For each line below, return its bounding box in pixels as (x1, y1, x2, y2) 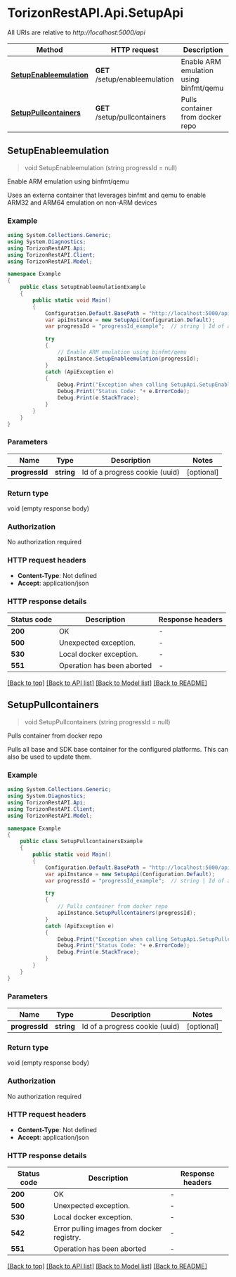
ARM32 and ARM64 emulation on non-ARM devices (7, 198, 157, 207)
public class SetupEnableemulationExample (20, 283, 146, 291)
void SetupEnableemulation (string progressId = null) (24, 163, 178, 172)
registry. (53, 1233, 81, 1243)
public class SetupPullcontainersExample (20, 838, 143, 845)
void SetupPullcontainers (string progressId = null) (24, 717, 171, 726)
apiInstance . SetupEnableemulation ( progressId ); (57, 355, 199, 362)
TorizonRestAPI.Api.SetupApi (7, 5, 184, 21)
